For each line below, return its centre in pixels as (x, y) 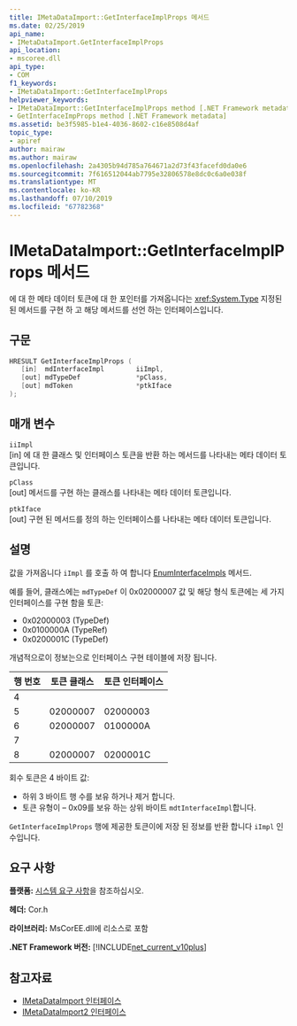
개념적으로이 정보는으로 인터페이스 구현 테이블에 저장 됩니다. (113, 657)
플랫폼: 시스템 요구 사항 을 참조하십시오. (76, 890)
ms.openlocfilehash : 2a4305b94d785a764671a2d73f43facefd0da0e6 (128, 166)
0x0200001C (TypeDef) (65, 639)
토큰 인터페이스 (133, 681)
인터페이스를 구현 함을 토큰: (57, 602)
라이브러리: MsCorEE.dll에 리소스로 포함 (79, 929)
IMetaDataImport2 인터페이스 (74, 1012)
